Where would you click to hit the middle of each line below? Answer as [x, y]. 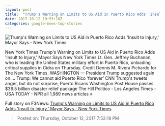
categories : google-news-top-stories [44, 23]
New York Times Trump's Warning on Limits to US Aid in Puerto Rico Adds [80, 52]
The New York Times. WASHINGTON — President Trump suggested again [80, 73]
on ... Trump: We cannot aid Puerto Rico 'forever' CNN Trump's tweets [76, 78]
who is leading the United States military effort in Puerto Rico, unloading [78, 63]
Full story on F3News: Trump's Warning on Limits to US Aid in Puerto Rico [80, 103]
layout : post [18, 10]
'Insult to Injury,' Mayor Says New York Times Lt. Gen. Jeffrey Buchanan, [79, 58]
